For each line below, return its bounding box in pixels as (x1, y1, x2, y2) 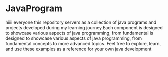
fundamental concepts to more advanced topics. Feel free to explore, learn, (5, 40, 161, 46)
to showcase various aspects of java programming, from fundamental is (5, 30, 154, 36)
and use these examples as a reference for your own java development (5, 46, 152, 52)
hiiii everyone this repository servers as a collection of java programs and (5, 19, 157, 25)
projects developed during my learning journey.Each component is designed (5, 24, 163, 30)
